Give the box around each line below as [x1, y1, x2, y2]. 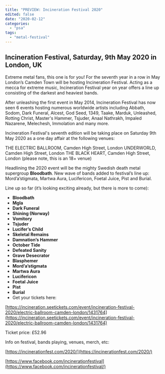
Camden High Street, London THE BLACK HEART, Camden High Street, [5, 150, 151, 156]
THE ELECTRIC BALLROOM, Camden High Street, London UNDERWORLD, [5, 144, 156, 151]
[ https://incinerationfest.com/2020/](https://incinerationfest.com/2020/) [5, 348, 153, 354]
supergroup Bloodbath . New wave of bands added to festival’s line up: [5, 170, 150, 176]
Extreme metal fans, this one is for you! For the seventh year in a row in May [5, 74, 160, 80]
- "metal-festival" [9, 35, 50, 40]
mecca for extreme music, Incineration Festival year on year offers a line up [5, 85, 160, 91]
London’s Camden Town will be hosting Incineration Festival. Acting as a [5, 79, 153, 85]
